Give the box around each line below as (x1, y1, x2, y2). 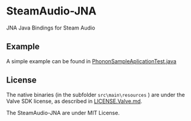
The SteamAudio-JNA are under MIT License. (6, 109, 120, 116)
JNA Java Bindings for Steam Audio (6, 24, 95, 31)
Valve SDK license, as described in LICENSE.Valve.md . (6, 98, 143, 105)
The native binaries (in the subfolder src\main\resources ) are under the (6, 91, 186, 98)
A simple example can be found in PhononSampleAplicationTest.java (6, 57, 176, 64)
